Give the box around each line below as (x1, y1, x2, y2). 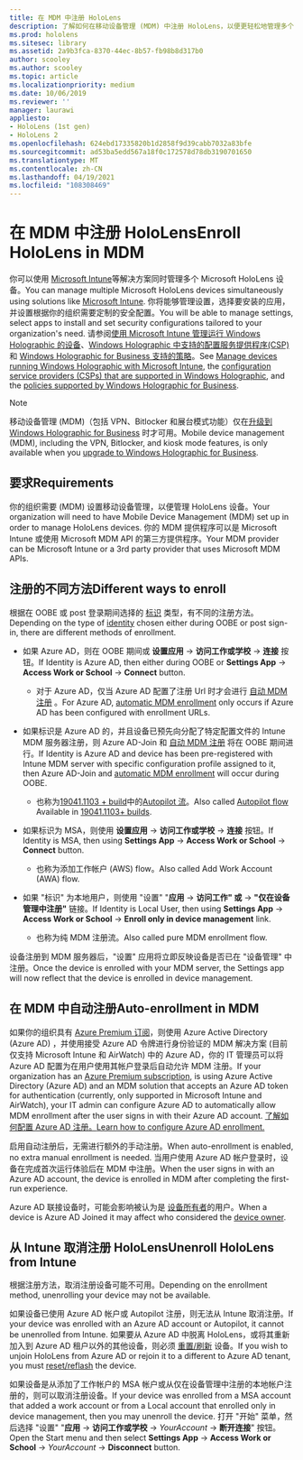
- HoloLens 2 (9, 131, 59, 140)
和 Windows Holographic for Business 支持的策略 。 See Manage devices (9, 351, 278, 362)
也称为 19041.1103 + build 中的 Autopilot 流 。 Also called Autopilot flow (35, 796, 289, 807)
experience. (23, 1183, 69, 1194)
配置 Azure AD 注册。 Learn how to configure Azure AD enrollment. (16, 1121, 265, 1132)
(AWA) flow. (35, 873, 80, 884)
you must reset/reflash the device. (9, 1360, 137, 1372)
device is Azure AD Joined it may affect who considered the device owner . (9, 1211, 287, 1223)
